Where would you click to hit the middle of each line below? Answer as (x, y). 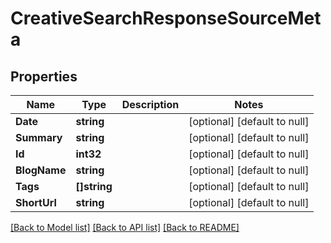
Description (150, 104)
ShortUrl (36, 202)
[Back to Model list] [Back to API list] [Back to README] (125, 227)
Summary (39, 137)
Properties (44, 76)
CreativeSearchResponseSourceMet (166, 18)
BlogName (41, 170)
